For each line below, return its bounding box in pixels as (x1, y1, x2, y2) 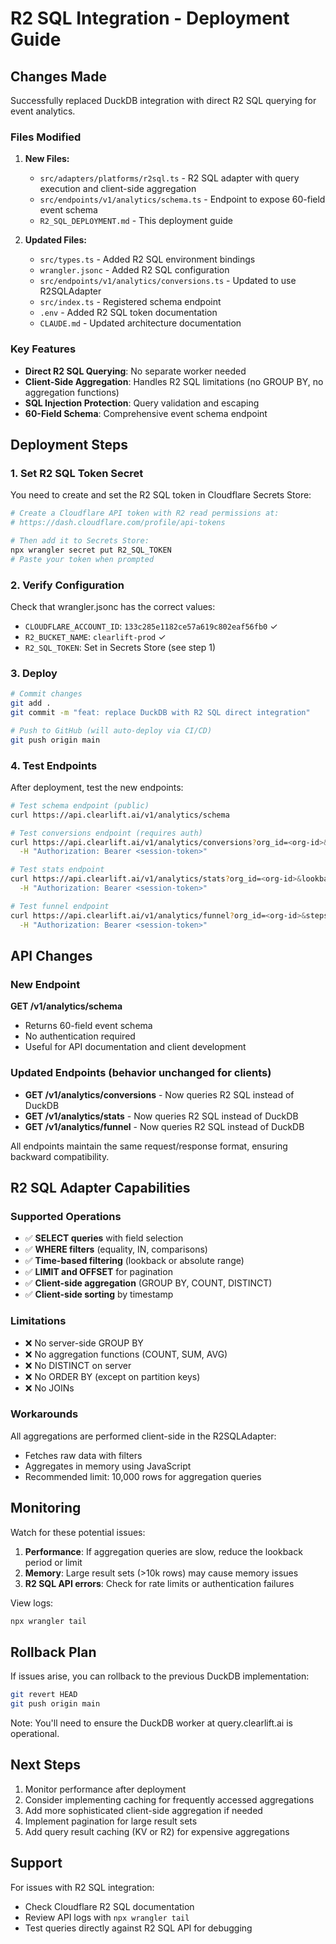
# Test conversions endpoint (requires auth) (10, 828, 203, 838)
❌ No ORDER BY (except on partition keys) (24, 1370, 201, 1382)
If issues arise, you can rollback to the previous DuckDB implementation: (10, 1670, 310, 1682)
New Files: (24, 153, 70, 165)
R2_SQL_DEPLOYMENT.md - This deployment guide (39, 215, 234, 227)
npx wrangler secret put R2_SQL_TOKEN (10, 545, 172, 555)
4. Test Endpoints (10, 758, 98, 772)
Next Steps (10, 1757, 81, 1774)
